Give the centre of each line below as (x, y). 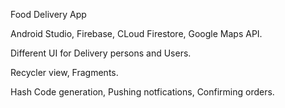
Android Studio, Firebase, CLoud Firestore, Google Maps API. (136, 33)
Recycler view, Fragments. (64, 72)
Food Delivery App (48, 14)
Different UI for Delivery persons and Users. (101, 53)
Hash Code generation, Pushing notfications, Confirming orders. (142, 92)
